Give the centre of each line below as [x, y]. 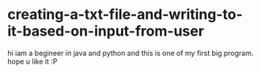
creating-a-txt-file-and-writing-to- [125, 15]
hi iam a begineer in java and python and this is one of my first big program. [130, 53]
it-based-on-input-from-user [106, 31]
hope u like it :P [32, 61]
